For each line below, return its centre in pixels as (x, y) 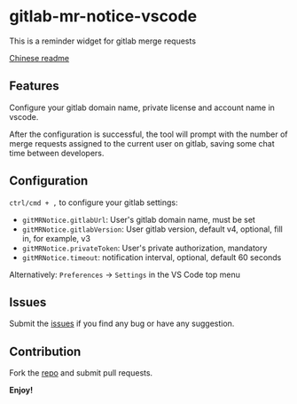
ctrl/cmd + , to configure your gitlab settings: (94, 202)
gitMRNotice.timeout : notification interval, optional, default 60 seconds (152, 257)
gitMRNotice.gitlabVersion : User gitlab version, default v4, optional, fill (152, 229)
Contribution (45, 351)
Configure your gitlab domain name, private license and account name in (142, 107)
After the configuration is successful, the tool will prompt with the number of (148, 134)
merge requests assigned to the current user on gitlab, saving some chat (142, 143)
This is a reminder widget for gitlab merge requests (103, 41)
